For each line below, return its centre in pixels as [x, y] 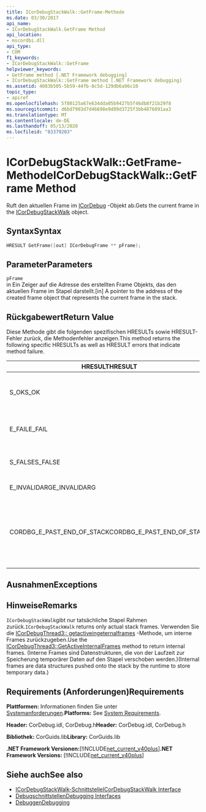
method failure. [25, 351]
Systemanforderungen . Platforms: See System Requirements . [84, 713]
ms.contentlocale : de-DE [38, 120]
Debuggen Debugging [43, 803]
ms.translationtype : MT [37, 115]
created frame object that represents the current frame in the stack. [92, 298]
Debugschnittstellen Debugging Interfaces [68, 796]
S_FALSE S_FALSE [35, 463]
